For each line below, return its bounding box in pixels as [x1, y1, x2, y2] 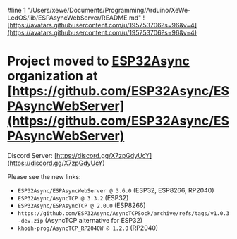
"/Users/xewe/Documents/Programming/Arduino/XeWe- [27, 6, 191, 14]
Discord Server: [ [7, 151, 57, 159]
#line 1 [7, 6, 26, 14]
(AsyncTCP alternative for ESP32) [44, 216, 143, 224]
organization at [7, 68, 98, 84]
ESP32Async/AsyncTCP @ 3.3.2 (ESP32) [17, 193, 129, 202]
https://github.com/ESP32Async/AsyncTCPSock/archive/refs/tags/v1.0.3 [17, 209, 230, 217]
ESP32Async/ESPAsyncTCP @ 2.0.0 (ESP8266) [17, 201, 146, 209]
